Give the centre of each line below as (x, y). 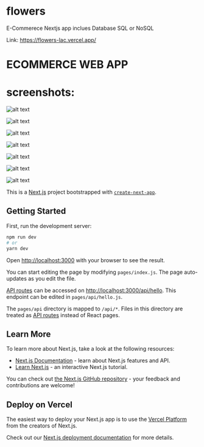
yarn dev (17, 248)
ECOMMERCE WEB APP (67, 65)
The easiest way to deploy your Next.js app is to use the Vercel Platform (97, 420)
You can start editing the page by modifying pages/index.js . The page (95, 272)
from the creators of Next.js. (42, 426)
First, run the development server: (49, 226)
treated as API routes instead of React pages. (63, 315)
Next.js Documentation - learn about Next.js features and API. (93, 360)
